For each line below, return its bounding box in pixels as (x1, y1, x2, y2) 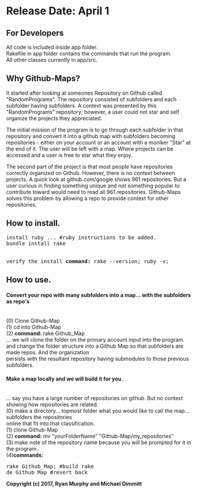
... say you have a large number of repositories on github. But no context (6, 395, 183, 402)
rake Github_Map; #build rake (6, 463, 94, 470)
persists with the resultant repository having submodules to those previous (6, 355, 189, 363)
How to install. (6, 219, 61, 229)
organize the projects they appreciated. (6, 114, 103, 121)
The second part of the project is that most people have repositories (6, 163, 173, 170)
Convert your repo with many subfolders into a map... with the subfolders (6, 291, 191, 298)
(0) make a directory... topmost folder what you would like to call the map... (6, 407, 190, 414)
